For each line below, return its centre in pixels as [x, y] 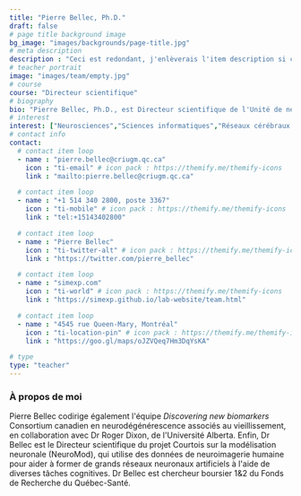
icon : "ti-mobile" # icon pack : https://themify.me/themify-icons [156, 209]
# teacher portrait [46, 68]
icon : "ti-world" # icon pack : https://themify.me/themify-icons [154, 292]
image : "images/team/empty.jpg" [69, 76]
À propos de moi [46, 396]
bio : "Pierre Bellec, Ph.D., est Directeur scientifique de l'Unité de [146, 109]
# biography [31, 101]
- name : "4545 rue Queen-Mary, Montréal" [98, 324]
